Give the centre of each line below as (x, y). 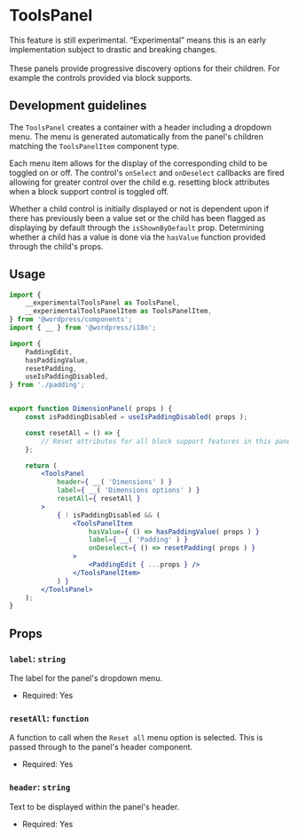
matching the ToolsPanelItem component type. (94, 146)
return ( (41, 466)
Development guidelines (78, 106)
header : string (40, 787)
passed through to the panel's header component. (101, 747)
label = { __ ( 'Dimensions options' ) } (128, 490)
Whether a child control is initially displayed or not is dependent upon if (139, 209)
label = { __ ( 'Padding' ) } (138, 540)
